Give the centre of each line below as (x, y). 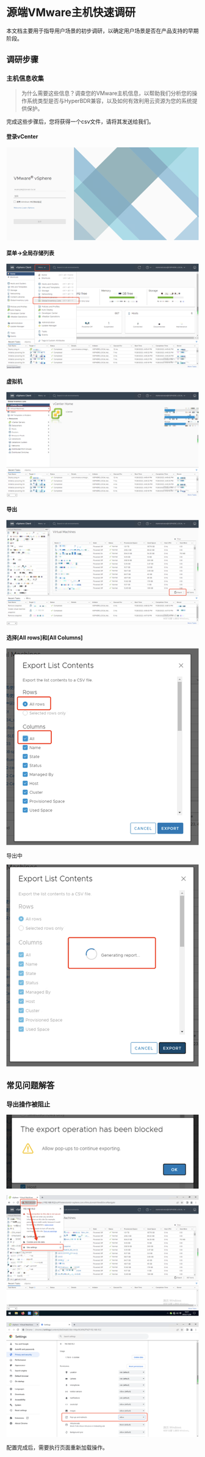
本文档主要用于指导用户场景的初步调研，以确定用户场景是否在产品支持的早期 (103, 31)
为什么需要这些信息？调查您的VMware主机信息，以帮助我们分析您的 (106, 93)
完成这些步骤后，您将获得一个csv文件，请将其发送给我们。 (80, 121)
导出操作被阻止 (28, 1104)
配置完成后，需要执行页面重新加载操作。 (57, 1448)
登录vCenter (22, 137)
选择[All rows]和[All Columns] (45, 637)
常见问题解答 (31, 1085)
